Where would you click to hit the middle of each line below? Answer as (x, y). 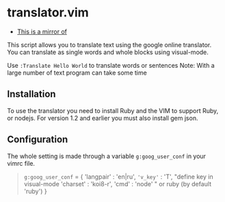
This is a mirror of (42, 31)
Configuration (38, 139)
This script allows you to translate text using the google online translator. (109, 45)
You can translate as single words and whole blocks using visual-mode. (108, 52)
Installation (31, 94)
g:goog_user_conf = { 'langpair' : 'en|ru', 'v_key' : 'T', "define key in (118, 177)
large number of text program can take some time (77, 73)
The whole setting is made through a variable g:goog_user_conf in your (107, 156)
